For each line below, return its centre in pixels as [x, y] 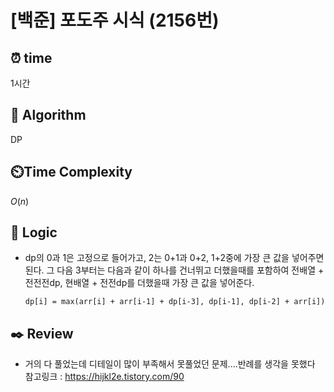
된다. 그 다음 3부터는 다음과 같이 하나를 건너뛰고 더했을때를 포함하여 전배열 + [174, 270]
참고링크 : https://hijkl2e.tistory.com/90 [104, 377]
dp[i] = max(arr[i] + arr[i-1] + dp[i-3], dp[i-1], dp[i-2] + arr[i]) [175, 302]
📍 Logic [34, 232]
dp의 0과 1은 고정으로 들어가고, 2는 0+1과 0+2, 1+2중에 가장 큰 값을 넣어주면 [174, 258]
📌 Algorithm [48, 115]
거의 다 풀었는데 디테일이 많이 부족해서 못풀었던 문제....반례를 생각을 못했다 [170, 364]
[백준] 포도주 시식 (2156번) [115, 20]
